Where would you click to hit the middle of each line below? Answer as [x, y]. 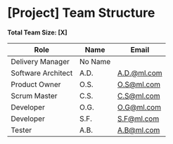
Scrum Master [34, 96]
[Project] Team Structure [81, 13]
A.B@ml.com [139, 130]
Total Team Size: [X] [38, 32]
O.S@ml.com [139, 84]
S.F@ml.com [138, 119]
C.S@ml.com [139, 96]
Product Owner [36, 84]
